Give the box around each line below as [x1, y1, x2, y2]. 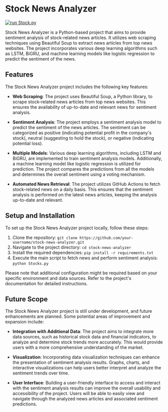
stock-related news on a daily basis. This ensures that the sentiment [12, 186, 153, 192]
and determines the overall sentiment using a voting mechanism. [12, 171, 146, 177]
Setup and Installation [5, 211, 75, 220]
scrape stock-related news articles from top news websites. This [12, 99, 146, 105]
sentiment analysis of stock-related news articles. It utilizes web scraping [5, 35, 156, 41]
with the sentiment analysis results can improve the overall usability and [12, 385, 161, 391]
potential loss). [12, 140, 43, 146]
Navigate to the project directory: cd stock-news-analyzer [12, 244, 131, 250]
